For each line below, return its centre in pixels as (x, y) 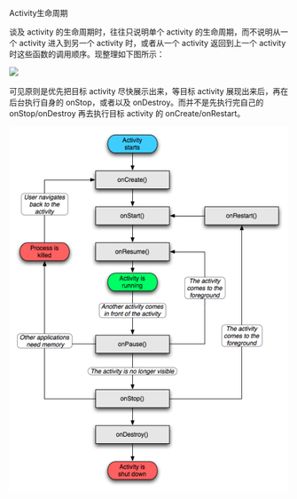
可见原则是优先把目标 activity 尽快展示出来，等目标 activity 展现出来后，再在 (149, 91)
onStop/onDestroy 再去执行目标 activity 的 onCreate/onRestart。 (127, 113)
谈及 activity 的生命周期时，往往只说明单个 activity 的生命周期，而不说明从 (145, 32)
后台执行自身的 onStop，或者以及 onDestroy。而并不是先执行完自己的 (137, 102)
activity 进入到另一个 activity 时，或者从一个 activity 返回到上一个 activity (152, 43)
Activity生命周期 (39, 13)
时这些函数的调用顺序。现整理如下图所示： (87, 54)
